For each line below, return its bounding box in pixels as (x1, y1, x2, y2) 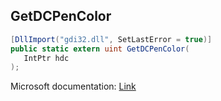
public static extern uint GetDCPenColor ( (10, 44, 190, 54)
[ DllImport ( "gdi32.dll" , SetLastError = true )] (10, 34, 213, 44)
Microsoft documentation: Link (10, 80, 137, 93)
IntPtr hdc (23, 53, 70, 63)
